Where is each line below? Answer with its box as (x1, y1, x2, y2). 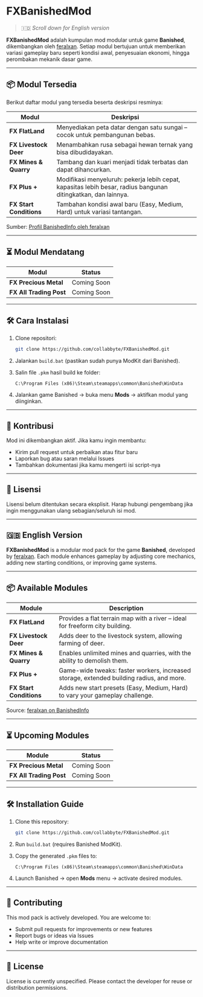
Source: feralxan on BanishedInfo (6, 707, 89, 714)
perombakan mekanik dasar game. (6, 56, 92, 63)
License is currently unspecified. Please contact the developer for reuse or (6, 977, 192, 985)
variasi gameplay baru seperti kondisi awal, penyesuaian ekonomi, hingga (6, 49, 190, 56)
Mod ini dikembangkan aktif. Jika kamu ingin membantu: (6, 437, 147, 444)
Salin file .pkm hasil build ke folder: (14, 369, 101, 376)
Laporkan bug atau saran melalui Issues (14, 455, 115, 463)
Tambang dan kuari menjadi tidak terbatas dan (56, 158, 188, 166)
